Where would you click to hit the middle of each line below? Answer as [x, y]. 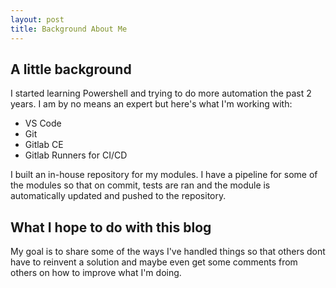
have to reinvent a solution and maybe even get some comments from [154, 262]
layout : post [37, 19]
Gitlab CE [44, 145]
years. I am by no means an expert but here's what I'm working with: [151, 104]
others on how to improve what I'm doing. [96, 273]
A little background [71, 69]
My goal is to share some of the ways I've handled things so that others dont [168, 252]
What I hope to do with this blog [111, 227]
